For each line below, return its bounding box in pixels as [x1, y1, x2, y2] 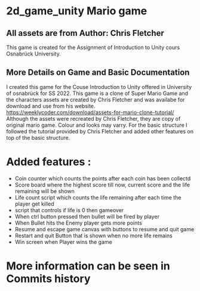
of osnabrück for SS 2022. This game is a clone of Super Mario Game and [6, 90, 189, 97]
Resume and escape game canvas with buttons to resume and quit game [14, 225, 195, 232]
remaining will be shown [14, 187, 75, 195]
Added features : [6, 155, 91, 169]
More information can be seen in [6, 259, 170, 272]
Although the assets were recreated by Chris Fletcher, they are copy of [6, 115, 181, 122]
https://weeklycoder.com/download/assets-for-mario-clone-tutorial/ [6, 109, 174, 116]
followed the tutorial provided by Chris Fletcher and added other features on [6, 127, 194, 135]
